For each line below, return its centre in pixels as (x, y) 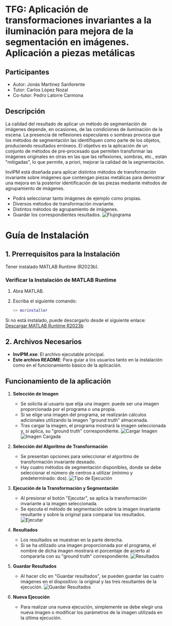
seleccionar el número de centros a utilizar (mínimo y (77, 472)
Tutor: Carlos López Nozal (40, 90)
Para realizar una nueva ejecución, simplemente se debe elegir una (91, 606)
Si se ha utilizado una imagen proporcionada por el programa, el (88, 545)
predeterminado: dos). (44, 478)
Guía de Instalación (47, 235)
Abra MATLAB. (28, 291)
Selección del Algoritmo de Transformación (60, 446)
